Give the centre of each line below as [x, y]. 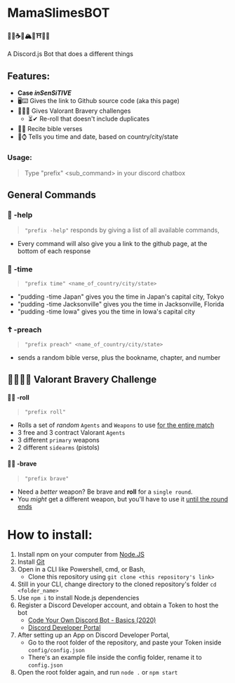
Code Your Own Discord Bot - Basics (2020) [92, 620]
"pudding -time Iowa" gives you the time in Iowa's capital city [106, 312]
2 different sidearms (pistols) [59, 447]
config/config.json [56, 650]
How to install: [50, 535]
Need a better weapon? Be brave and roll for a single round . [105, 492]
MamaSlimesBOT [59, 13]
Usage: [20, 158]
